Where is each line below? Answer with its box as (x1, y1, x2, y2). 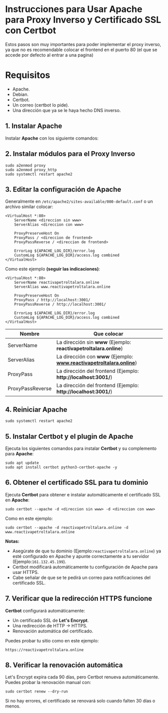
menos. (5, 703, 21, 709)
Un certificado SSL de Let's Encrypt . (12, 617, 89, 623)
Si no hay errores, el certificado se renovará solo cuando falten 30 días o (5, 698, 155, 704)
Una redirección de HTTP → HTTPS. (12, 622, 87, 628)
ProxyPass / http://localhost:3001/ (14, 298, 91, 303)
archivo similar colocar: (5, 204, 53, 210)
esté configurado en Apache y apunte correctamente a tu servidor (12, 553, 149, 559)
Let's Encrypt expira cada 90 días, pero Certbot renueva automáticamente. (5, 674, 159, 680)
